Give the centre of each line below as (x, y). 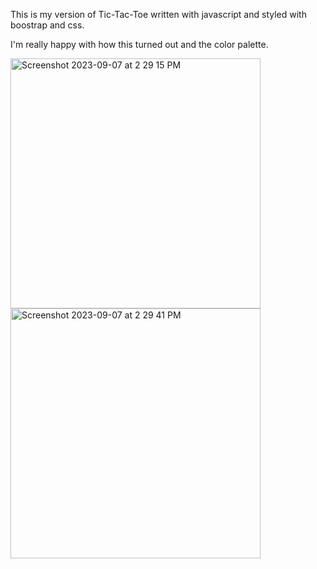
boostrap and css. (47, 25)
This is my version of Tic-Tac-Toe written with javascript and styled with (158, 14)
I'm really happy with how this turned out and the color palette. (139, 44)
